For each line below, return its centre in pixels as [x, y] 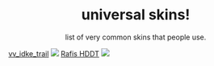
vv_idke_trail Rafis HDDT [54, 53]
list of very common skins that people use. [136, 37]
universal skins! [136, 15]
